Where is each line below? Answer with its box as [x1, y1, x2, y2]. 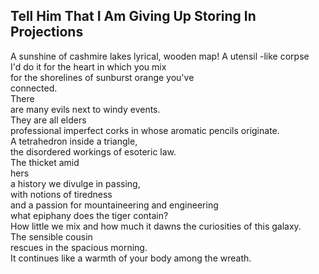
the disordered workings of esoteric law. [10, 145, 177, 158]
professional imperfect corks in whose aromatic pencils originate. [10, 124, 280, 136]
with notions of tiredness [10, 188, 113, 200]
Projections [10, 24, 84, 41]
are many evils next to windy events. [10, 103, 161, 115]
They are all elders [10, 114, 87, 126]
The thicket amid [10, 156, 80, 168]
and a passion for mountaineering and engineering [10, 199, 219, 211]
